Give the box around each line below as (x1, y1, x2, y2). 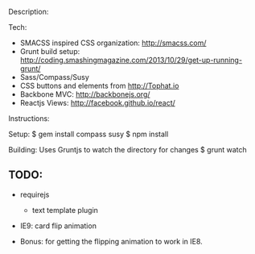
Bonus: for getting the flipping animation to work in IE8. (19, 236, 203, 246)
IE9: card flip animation (19, 221, 97, 231)
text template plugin (31, 205, 99, 214)
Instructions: (8, 114, 50, 123)
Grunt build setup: (19, 47, 80, 56)
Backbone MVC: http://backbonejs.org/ (19, 90, 150, 99)
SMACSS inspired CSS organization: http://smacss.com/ (19, 38, 207, 48)
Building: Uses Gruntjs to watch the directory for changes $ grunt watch (8, 145, 247, 154)
